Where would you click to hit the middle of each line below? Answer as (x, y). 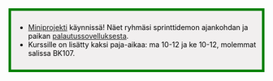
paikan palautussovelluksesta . (78, 36)
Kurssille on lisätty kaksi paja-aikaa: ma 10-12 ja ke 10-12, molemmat (142, 45)
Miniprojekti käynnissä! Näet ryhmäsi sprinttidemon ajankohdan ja (138, 27)
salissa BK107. (52, 53)
